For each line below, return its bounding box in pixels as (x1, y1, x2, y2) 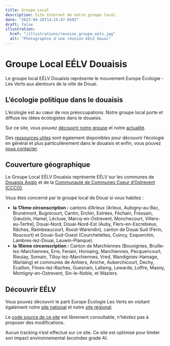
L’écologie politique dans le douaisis (5, 95, 123, 104)
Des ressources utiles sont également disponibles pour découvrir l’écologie (5, 134, 164, 141)
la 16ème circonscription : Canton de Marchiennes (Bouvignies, (12, 243, 148, 249)
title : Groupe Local (5, 7, 50, 13)
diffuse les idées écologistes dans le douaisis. (5, 114, 102, 121)
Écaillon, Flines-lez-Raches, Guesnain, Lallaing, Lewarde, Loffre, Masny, (12, 265, 165, 271)
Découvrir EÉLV (5, 285, 56, 294)
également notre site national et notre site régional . (5, 304, 113, 311)
